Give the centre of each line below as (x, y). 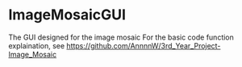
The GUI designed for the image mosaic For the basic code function (121, 37)
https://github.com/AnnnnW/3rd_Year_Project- (144, 45)
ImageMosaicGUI (67, 15)
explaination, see (37, 45)
